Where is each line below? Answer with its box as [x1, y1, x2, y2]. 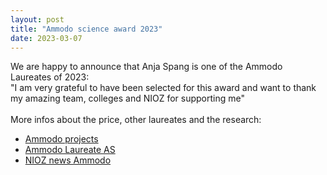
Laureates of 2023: [10, 71, 90, 83]
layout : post [10, 14, 65, 25]
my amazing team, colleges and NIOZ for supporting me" [10, 92, 245, 105]
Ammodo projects [24, 133, 99, 145]
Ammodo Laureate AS [24, 144, 116, 156]
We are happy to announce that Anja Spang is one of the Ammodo [10, 61, 283, 73]
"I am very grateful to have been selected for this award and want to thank [10, 82, 317, 94]
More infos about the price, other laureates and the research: [10, 114, 262, 126]
